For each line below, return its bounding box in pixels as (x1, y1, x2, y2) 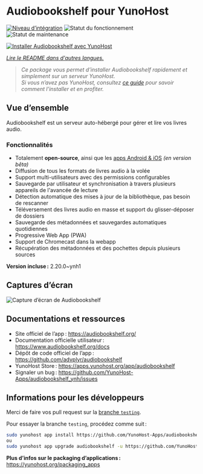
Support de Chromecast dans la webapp (14, 238, 116, 245)
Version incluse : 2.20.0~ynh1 (6, 262, 82, 270)
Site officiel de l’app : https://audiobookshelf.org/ (14, 330, 137, 337)
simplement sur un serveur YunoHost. (21, 72, 116, 79)
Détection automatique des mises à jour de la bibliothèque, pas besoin (14, 193, 190, 201)
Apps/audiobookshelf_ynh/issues (14, 375, 98, 382)
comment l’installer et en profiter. (21, 85, 104, 92)
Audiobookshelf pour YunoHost (6, 4, 169, 18)
